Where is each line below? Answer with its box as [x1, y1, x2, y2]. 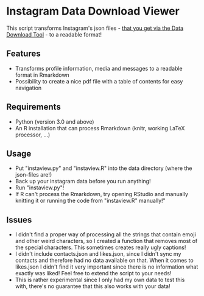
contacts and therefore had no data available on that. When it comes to [15, 257, 194, 264]
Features [6, 49, 41, 59]
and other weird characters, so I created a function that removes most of [15, 238, 198, 245]
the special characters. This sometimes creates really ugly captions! [15, 244, 186, 251]
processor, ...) [15, 131, 51, 138]
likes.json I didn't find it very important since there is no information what [15, 263, 199, 270]
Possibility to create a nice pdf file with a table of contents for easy [15, 77, 183, 85]
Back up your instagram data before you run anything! [15, 178, 151, 185]
